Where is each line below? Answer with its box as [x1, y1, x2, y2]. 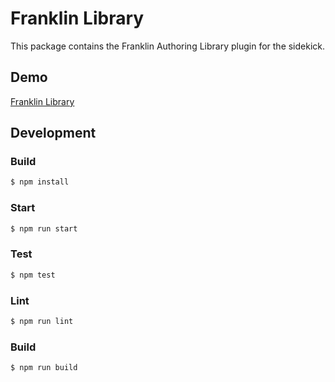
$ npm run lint [10, 316, 74, 326]
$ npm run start [10, 223, 78, 234]
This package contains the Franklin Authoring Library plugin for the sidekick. [10, 40, 326, 52]
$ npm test [10, 270, 56, 280]
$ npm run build [10, 363, 78, 373]
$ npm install [10, 177, 70, 187]
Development [10, 125, 97, 142]
